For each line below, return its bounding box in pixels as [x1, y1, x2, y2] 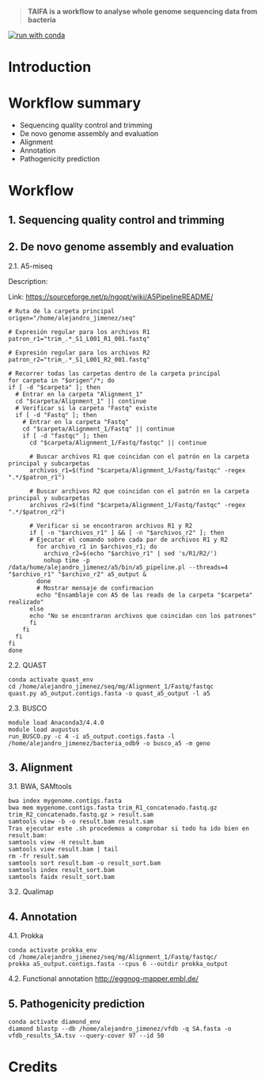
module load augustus [8, 726, 80, 733]
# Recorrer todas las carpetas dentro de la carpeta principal [8, 369, 221, 377]
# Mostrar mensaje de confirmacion [36, 584, 154, 592]
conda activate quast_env [8, 676, 93, 684]
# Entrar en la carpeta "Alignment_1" [15, 390, 144, 398]
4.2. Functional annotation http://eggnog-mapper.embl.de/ [8, 974, 199, 983]
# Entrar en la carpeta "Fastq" [22, 418, 129, 426]
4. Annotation [8, 910, 78, 923]
